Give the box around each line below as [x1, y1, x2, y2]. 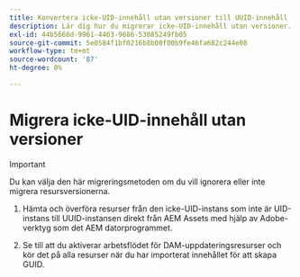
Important [9, 158, 46, 169]
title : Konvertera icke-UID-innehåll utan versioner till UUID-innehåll [9, 13, 288, 22]
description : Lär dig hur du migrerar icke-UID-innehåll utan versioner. [9, 22, 293, 31]
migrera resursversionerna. [9, 185, 111, 196]
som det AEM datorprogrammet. [52, 222, 173, 233]
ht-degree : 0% [9, 64, 63, 73]
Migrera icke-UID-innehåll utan [9, 110, 246, 130]
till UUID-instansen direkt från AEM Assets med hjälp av [50, 212, 259, 223]
